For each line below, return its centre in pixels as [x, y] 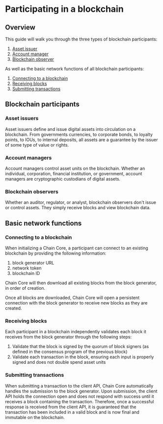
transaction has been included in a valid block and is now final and [72, 412]
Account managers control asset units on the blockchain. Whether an [75, 168]
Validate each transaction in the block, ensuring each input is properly [83, 357]
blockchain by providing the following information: [56, 253]
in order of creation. [25, 288]
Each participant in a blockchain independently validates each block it [76, 332]
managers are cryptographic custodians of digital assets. [63, 179]
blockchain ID [26, 273]
